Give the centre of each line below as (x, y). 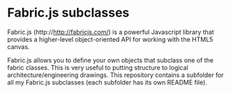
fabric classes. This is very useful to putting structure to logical (98, 67)
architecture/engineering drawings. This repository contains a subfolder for (115, 75)
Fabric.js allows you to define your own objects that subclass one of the (111, 60)
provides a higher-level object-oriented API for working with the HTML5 (110, 39)
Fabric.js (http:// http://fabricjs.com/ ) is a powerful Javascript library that (111, 32)
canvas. (18, 46)
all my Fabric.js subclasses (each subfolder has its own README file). (107, 82)
